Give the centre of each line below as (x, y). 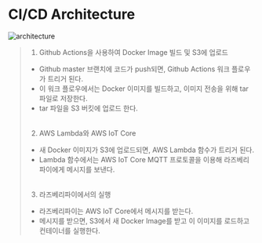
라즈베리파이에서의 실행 (75, 194)
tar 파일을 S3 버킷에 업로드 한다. (89, 108)
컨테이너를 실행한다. (69, 230)
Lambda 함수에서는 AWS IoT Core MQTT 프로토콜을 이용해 (131, 159)
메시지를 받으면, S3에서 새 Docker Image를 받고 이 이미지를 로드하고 (144, 220)
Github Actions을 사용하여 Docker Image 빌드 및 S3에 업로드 (134, 52)
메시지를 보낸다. (91, 169)
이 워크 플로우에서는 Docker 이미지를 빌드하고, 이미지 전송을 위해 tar (144, 89)
